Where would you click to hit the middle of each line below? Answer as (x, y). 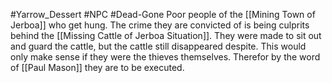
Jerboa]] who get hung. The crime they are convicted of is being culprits (160, 25)
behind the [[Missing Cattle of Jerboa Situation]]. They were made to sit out (166, 35)
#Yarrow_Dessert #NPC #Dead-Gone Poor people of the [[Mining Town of (163, 14)
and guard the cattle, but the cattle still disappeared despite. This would (158, 46)
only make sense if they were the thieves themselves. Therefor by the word (165, 57)
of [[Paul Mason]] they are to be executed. (97, 67)
